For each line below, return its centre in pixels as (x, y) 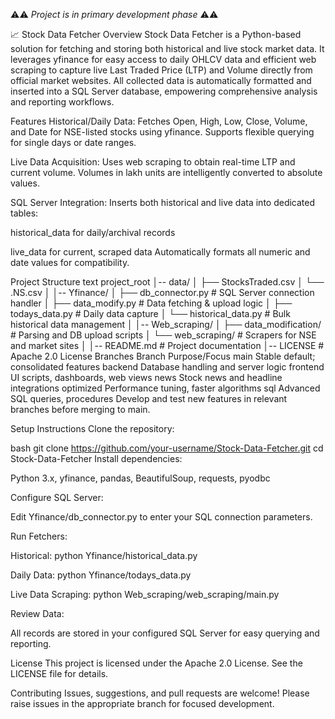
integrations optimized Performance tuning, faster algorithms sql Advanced (165, 388)
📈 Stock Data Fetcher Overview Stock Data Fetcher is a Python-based (156, 34)
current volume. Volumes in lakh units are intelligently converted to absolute (166, 172)
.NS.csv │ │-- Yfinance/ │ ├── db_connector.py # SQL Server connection (162, 292)
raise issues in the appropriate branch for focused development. (142, 703)
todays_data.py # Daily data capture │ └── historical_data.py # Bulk (150, 313)
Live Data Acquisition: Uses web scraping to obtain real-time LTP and (153, 162)
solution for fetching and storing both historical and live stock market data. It (167, 48)
